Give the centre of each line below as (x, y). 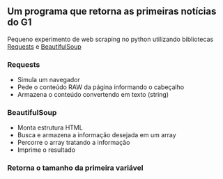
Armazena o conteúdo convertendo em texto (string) (93, 95)
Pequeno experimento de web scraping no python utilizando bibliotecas (110, 39)
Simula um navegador (48, 80)
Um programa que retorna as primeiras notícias (112, 11)
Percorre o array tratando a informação (74, 143)
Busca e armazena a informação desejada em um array (97, 135)
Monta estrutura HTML (50, 127)
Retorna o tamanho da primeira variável (75, 168)
